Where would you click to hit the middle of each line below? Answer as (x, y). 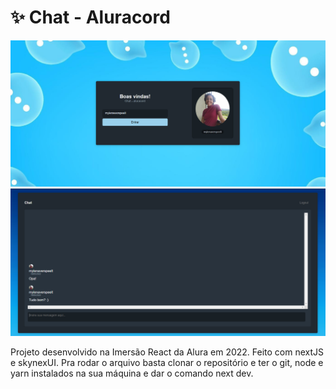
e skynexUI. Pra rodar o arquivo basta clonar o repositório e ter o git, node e (167, 362)
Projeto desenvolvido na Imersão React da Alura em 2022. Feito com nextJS (167, 352)
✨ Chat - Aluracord (90, 17)
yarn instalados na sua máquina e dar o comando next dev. (132, 373)
